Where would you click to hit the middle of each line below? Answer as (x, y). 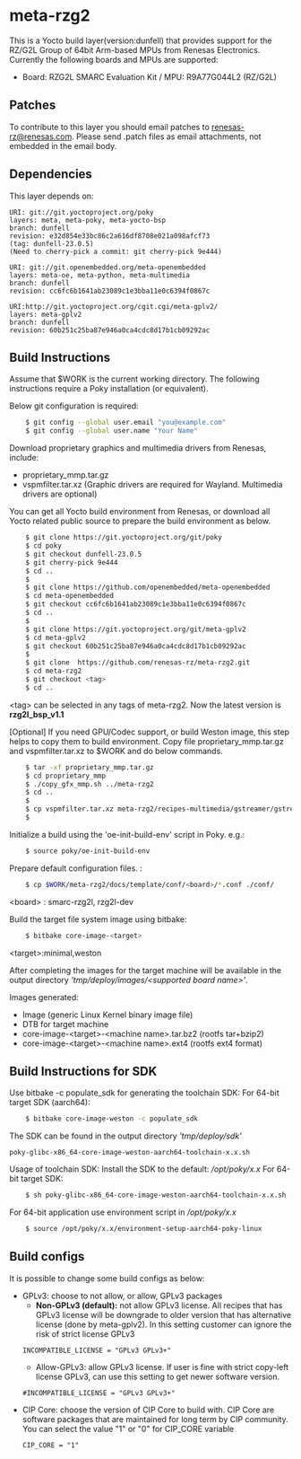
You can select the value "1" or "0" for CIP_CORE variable (128, 1428)
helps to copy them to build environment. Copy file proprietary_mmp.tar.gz (146, 741)
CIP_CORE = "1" (51, 1445)
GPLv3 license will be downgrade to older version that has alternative (163, 1314)
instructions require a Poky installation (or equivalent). (109, 389)
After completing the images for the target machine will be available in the (146, 970)
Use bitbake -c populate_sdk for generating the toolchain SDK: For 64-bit (144, 1093)
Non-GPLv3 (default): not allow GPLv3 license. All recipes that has (159, 1305)
